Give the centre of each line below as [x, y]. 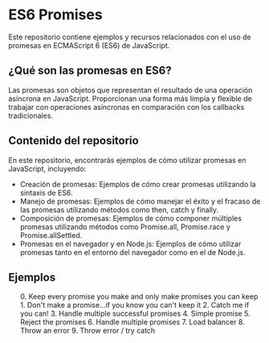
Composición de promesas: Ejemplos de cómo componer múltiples [131, 218]
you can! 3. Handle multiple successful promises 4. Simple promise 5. [135, 313]
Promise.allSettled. [51, 235]
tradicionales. [31, 115]
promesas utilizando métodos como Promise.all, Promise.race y [125, 227]
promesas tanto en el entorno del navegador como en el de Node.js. [133, 252]
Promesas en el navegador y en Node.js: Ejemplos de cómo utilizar [130, 244]
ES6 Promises [55, 15]
